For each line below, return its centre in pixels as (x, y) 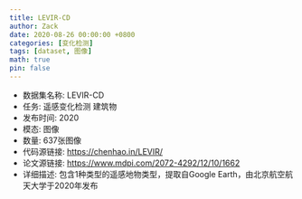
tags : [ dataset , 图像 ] (51, 52)
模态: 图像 (41, 128)
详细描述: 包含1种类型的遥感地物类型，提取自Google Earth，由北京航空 (154, 174)
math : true (30, 60)
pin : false (30, 69)
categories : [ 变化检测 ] (51, 43)
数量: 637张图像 (52, 140)
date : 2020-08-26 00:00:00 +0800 (72, 34)
